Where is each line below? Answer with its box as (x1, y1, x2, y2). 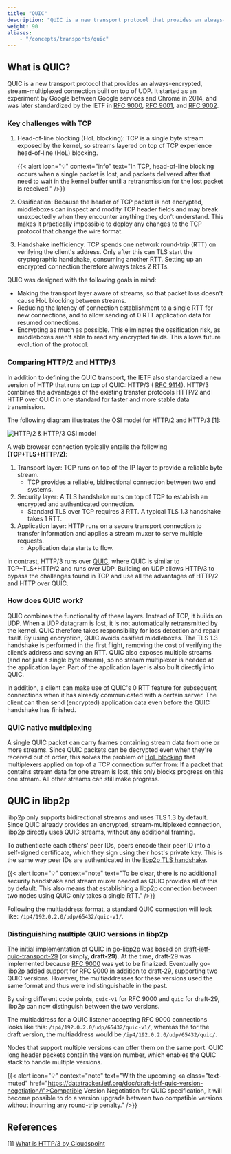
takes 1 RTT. (27, 514, 63, 523)
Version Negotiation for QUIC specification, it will (83, 1087, 222, 1095)
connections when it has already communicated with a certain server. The (7, 691, 217, 699)
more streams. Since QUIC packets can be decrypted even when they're (7, 746, 212, 754)
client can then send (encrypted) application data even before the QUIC (7, 698, 210, 706)
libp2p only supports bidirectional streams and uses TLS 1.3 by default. (7, 813, 208, 821)
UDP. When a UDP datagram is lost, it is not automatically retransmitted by (7, 619, 218, 627)
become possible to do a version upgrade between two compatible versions (7, 1094, 223, 1102)
